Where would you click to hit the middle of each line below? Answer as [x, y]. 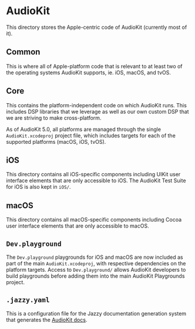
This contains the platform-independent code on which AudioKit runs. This [96, 105]
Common [23, 52]
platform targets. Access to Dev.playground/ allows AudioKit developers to [96, 270]
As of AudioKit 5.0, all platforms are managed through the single [84, 129]
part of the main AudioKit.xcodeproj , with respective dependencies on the [96, 263]
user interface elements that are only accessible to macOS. [78, 226]
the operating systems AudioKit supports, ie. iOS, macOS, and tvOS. [89, 73]
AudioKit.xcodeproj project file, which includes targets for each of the [91, 135]
